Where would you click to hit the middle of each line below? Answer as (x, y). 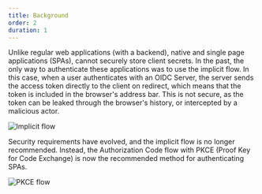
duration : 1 (28, 30)
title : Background (38, 15)
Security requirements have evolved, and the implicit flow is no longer (122, 142)
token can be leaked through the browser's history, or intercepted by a (123, 103)
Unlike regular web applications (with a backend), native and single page (126, 53)
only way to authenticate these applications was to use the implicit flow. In (129, 69)
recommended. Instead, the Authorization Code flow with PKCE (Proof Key (129, 150)
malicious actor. (34, 111)
